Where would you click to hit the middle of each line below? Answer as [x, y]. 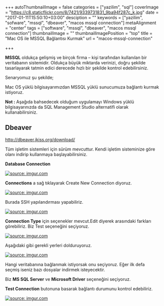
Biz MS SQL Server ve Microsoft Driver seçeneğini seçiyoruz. [68, 279]
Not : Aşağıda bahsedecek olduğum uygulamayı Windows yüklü [69, 102]
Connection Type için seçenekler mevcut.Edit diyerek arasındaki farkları [78, 221]
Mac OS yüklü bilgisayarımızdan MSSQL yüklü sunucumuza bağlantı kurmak [82, 87]
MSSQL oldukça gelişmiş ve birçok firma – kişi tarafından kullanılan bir [76, 58]
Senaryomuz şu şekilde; [29, 77]
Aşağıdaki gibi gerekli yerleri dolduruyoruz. [49, 245]
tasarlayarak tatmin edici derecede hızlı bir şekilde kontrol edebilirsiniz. [77, 68]
